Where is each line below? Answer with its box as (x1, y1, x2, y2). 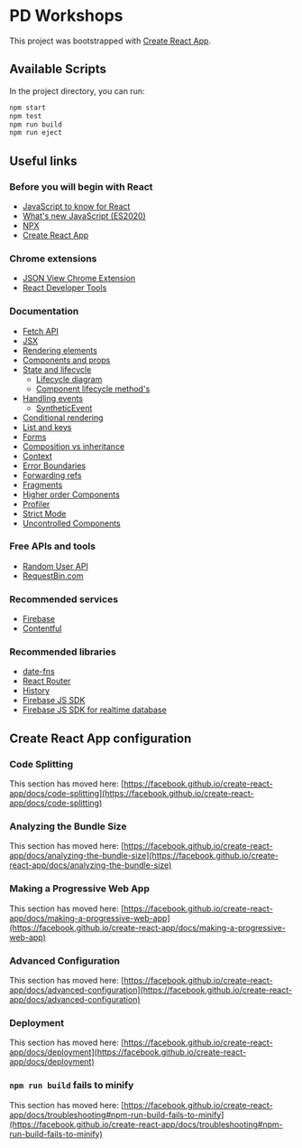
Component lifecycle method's (35, 383, 151, 394)
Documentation (9, 305, 79, 317)
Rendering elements (22, 344, 97, 355)
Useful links (9, 153, 78, 168)
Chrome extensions (9, 252, 97, 265)
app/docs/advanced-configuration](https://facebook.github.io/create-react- (9, 984, 293, 995)
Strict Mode (22, 508, 67, 519)
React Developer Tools (22, 282, 107, 294)
